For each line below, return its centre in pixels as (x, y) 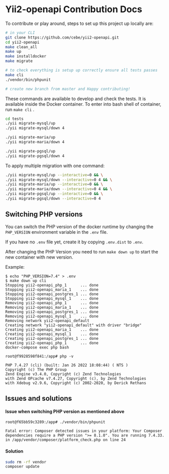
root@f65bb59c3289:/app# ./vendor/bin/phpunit (55, 422)
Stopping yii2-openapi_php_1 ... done (52, 285)
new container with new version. (39, 257)
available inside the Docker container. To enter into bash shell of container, (83, 104)
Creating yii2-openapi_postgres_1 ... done (52, 338)
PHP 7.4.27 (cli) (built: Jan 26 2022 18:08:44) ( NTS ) (67, 365)
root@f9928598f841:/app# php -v (39, 356)
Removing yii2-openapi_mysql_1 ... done (52, 316)
